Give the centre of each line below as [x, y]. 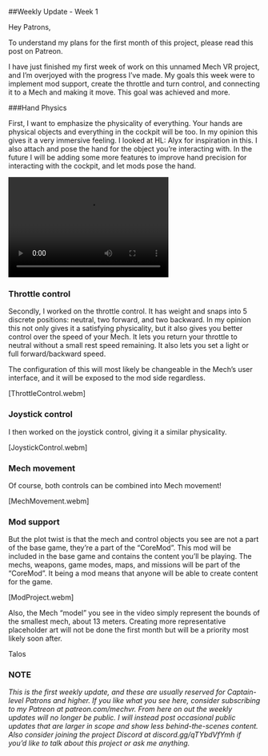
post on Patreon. [36, 51]
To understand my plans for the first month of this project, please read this [131, 42]
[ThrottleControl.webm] [47, 394]
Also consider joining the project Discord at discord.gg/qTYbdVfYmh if [125, 735]
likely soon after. [35, 639]
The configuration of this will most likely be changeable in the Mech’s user [131, 370]
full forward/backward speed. [57, 354]
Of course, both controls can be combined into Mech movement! [115, 485]
